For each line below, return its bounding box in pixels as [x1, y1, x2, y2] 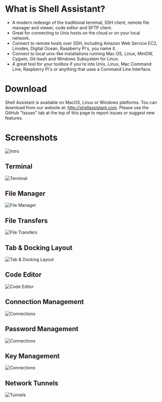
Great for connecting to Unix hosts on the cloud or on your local [12, 30, 140, 36]
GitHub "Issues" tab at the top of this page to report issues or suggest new [5, 110, 155, 116]
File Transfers [5, 216, 48, 225]
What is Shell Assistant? [5, 3, 106, 15]
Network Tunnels [5, 379, 58, 387]
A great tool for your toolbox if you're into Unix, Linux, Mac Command [12, 61, 152, 67]
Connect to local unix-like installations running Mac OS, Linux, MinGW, [12, 50, 153, 57]
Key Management [5, 352, 60, 360]
